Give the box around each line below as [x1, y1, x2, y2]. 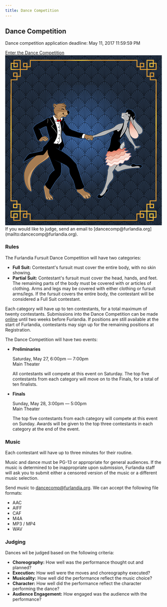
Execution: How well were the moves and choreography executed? [12, 570, 151, 576]
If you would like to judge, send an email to [5, 226, 93, 232]
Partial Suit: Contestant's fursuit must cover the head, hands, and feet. [12, 275, 158, 281]
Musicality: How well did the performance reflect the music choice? [12, 575, 153, 581]
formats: [5, 490, 22, 496]
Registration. [5, 327, 31, 333]
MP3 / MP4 [12, 521, 36, 527]
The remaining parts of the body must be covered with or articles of [12, 280, 152, 286]
